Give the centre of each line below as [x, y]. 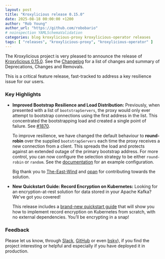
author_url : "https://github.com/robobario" [51, 28]
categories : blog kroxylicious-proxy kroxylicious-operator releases [78, 38]
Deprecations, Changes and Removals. [45, 66]
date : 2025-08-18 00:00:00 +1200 [39, 19]
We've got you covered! [36, 197]
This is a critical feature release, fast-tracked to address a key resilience [78, 76]
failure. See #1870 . [31, 126]
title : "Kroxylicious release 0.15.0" [45, 14]
